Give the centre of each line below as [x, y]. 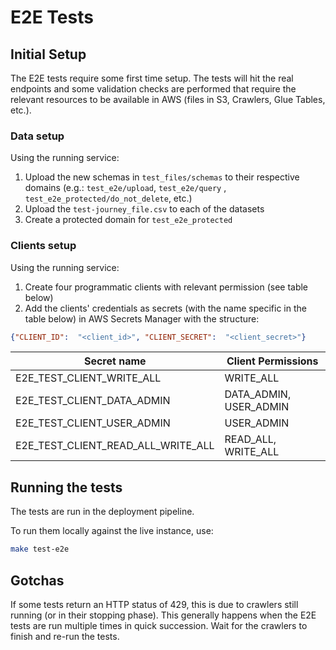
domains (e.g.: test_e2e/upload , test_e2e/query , [125, 188]
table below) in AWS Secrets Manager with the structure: [142, 318]
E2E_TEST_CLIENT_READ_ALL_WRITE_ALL [115, 446]
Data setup [37, 136]
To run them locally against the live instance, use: [112, 531]
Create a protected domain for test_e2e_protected [128, 220]
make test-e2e [40, 549]
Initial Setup [48, 54]
